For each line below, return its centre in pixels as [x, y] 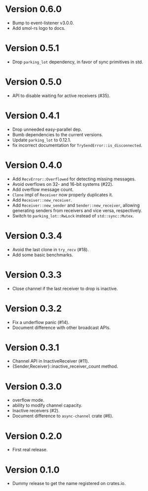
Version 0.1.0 [33, 470]
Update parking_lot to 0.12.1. [42, 140]
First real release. [30, 450]
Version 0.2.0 [34, 436]
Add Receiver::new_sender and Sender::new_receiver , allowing [76, 205]
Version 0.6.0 [34, 9]
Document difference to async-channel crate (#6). [63, 416]
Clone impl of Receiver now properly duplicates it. [63, 195]
